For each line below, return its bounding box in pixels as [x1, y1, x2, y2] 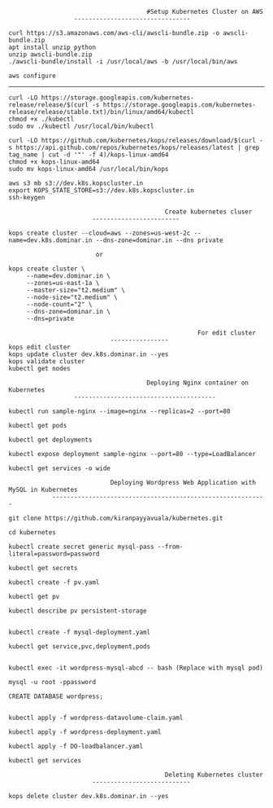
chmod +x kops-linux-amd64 [8, 158, 100, 166]
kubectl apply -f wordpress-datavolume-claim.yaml [8, 714, 184, 722]
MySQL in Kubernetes [8, 485, 79, 494]
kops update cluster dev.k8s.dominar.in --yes [8, 350, 169, 358]
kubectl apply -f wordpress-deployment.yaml [8, 728, 162, 736]
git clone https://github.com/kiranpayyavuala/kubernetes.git [8, 514, 223, 522]
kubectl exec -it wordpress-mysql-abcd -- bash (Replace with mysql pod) [8, 664, 264, 672]
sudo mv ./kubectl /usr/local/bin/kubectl [8, 122, 154, 130]
